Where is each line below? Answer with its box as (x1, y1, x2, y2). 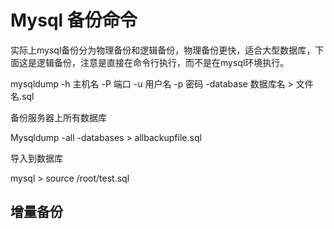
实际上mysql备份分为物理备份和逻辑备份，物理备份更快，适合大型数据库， (10, 44, 316, 56)
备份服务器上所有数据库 (10, 111, 107, 123)
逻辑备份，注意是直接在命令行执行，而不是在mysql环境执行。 (36, 56, 290, 68)
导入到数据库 (10, 152, 63, 164)
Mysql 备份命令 (10, 9, 138, 32)
